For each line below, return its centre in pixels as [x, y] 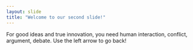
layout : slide [24, 12]
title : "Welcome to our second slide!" [56, 17]
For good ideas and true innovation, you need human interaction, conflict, [97, 34]
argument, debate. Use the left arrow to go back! [67, 40]
